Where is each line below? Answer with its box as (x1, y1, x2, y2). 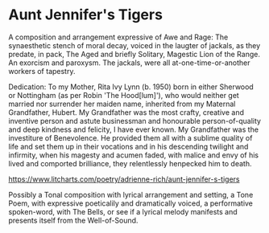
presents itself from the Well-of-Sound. (8, 215, 139, 225)
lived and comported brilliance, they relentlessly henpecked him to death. (8, 158, 252, 168)
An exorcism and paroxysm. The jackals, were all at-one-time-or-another (8, 58, 251, 67)
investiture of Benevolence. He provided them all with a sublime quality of (8, 133, 253, 142)
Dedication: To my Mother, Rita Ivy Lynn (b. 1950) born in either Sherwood (8, 82, 254, 92)
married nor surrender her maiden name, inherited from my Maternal (8, 99, 236, 108)
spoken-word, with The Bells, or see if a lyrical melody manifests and (8, 206, 238, 216)
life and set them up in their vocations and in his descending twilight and (8, 141, 249, 151)
